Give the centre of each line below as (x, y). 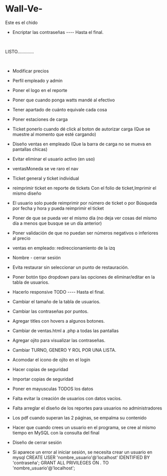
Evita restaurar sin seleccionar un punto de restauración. (71, 267)
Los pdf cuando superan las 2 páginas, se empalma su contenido (80, 418)
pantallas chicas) (30, 149)
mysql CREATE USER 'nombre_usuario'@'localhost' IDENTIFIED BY (81, 457)
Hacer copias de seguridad (40, 369)
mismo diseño (27, 193)
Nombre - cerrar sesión (37, 257)
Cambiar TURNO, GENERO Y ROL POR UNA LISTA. (64, 350)
